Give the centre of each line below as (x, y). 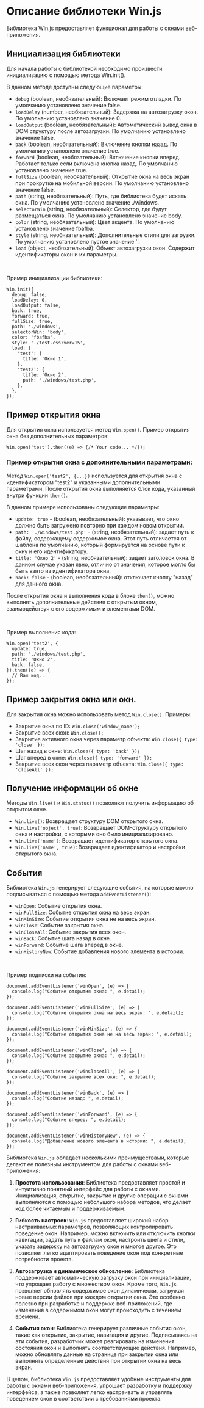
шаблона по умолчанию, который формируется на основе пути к (100, 545)
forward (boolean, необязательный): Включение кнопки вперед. (98, 157)
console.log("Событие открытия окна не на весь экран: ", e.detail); (102, 1034)
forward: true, (31, 316)
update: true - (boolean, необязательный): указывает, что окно (97, 519)
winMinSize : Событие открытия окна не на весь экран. (86, 919)
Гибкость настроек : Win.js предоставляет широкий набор (92, 1221)
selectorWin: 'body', (39, 332)
